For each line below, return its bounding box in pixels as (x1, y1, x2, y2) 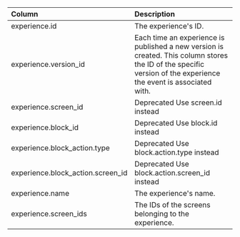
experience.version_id (11, 60, 86, 69)
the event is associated (134, 78, 212, 87)
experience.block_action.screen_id (11, 168, 128, 177)
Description (134, 9, 175, 19)
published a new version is (134, 42, 224, 51)
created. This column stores (134, 51, 229, 60)
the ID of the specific (134, 60, 205, 69)
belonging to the (134, 209, 189, 218)
